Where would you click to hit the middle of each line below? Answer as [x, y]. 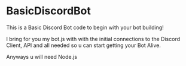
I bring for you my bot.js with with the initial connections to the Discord [93, 39]
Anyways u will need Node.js [42, 56]
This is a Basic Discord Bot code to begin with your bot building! [85, 27]
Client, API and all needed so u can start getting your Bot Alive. [84, 45]
